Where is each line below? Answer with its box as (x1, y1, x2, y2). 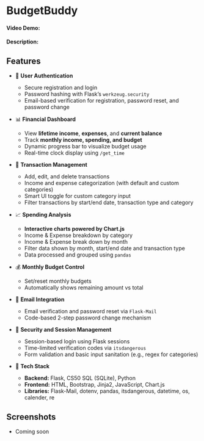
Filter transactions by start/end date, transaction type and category (24, 199, 194, 206)
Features (6, 56, 41, 66)
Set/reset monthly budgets (24, 277, 92, 285)
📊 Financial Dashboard (15, 115, 76, 123)
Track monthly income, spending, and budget (24, 136, 142, 144)
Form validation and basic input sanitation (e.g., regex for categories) (24, 351, 199, 358)
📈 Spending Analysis (15, 211, 71, 219)
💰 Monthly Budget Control (15, 263, 84, 271)
